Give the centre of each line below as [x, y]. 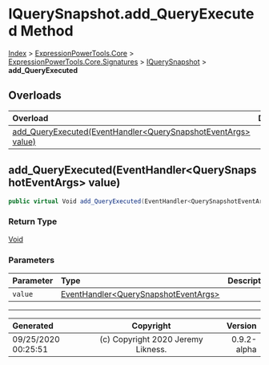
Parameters [31, 260]
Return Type [33, 221]
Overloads [35, 96]
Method [47, 31]
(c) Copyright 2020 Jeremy [151, 339]
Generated [33, 326]
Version [241, 326]
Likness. [151, 350]
